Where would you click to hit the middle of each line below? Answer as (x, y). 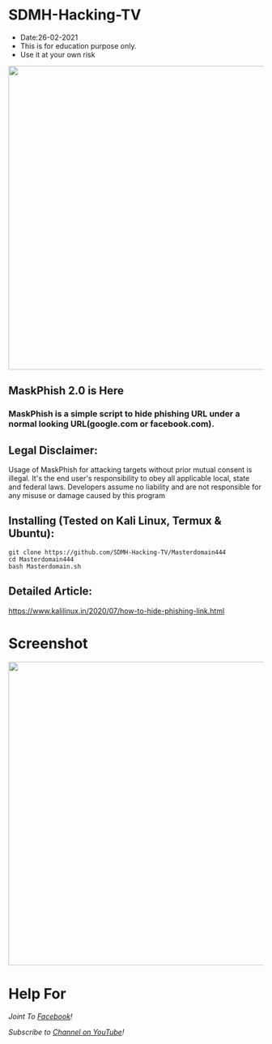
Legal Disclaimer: (53, 450)
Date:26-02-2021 (49, 37)
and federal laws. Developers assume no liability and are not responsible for (135, 487)
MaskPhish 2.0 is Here (66, 391)
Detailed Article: (51, 592)
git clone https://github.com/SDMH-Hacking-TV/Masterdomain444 (117, 552)
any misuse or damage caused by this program (87, 496)
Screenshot (48, 643)
